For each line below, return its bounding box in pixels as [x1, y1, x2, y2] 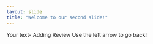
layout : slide [6, 8, 43, 15]
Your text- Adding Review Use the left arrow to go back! [6, 31, 147, 38]
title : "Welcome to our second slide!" [6, 14, 108, 20]
